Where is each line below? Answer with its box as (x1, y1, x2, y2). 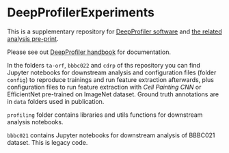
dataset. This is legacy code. (7, 138, 88, 146)
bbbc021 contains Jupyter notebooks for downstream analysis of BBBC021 (7, 131, 215, 139)
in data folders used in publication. (7, 97, 105, 105)
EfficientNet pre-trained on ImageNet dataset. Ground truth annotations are (7, 90, 219, 98)
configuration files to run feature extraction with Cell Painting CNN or (7, 83, 202, 91)
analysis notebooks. (7, 117, 64, 126)
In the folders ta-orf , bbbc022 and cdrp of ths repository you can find (7, 61, 200, 69)
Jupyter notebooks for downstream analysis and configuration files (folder (7, 68, 217, 76)
